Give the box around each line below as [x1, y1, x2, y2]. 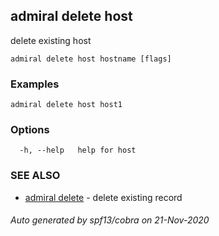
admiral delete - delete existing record [24, 191, 183, 203]
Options [10, 123, 50, 137]
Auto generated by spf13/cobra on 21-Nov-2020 [10, 214, 210, 226]
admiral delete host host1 [10, 100, 123, 110]
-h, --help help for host [19, 145, 137, 156]
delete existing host [10, 34, 92, 46]
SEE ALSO [10, 169, 61, 183]
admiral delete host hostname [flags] [10, 54, 172, 64]
